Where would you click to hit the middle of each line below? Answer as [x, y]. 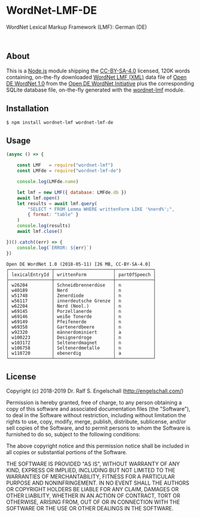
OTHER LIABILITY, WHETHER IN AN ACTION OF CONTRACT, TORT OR [93, 496]
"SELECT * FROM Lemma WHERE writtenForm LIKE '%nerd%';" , [101, 209]
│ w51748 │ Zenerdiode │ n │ [81, 296]
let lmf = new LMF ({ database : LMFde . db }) [72, 192]
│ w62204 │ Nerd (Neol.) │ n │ [81, 306]
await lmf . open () [39, 198]
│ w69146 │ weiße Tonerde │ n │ [81, 317]
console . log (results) [44, 226]
